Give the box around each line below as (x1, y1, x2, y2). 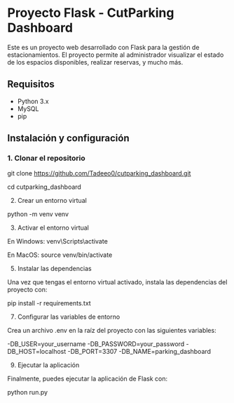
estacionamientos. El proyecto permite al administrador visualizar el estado (7, 51, 224, 59)
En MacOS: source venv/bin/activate (7, 251, 113, 259)
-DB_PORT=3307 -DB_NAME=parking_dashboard (67, 348, 212, 356)
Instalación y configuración (7, 132, 130, 145)
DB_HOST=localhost (7, 348, 67, 356)
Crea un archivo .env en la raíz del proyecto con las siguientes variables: (7, 326, 216, 335)
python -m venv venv (7, 210, 69, 218)
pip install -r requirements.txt (7, 299, 91, 308)
